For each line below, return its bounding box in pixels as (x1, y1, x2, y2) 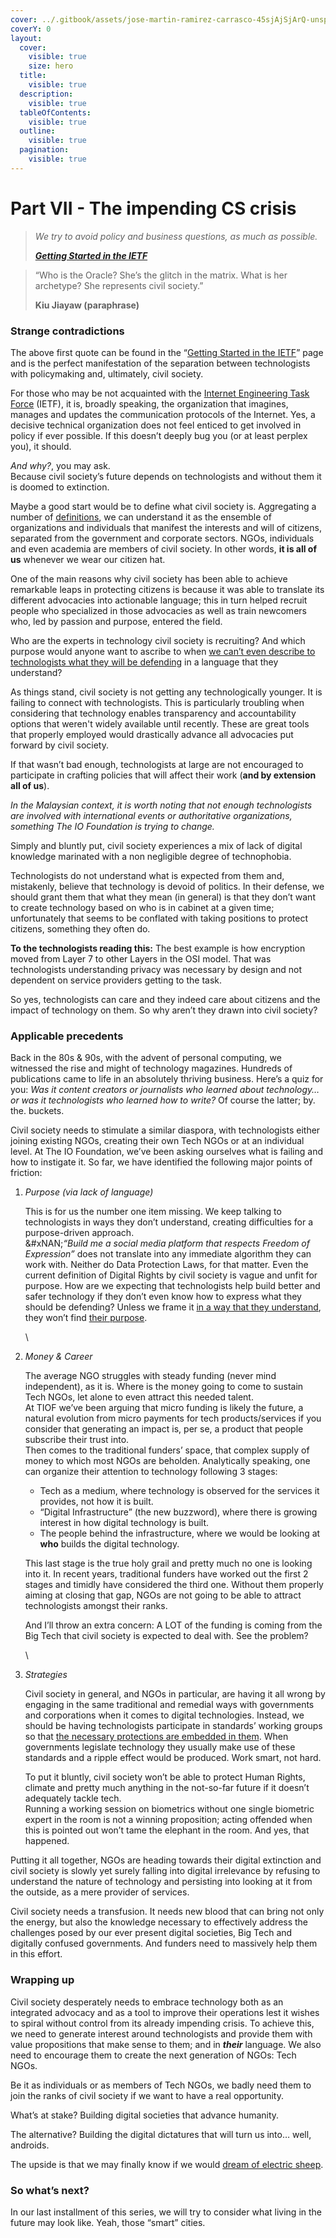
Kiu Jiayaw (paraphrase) (34, 299, 140, 311)
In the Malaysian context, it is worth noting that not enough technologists (10, 799, 313, 811)
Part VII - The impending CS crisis (10, 197, 297, 220)
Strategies (24, 1669, 68, 1681)
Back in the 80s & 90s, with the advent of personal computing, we (10, 1052, 282, 1064)
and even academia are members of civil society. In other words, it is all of (10, 542, 317, 555)
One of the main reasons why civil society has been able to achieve (10, 572, 288, 585)
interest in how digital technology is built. (39, 1517, 210, 1529)
